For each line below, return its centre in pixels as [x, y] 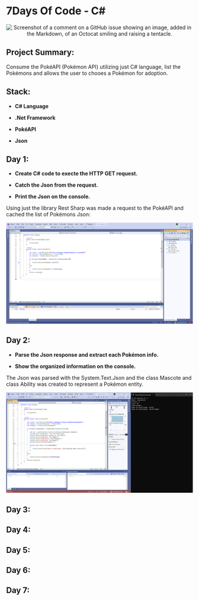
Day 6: [18, 570]
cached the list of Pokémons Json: [48, 215]
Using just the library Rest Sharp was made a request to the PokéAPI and [95, 208]
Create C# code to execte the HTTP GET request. [76, 174]
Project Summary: [40, 53]
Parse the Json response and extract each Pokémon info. [86, 354]
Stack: [18, 92]
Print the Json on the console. [52, 197]
